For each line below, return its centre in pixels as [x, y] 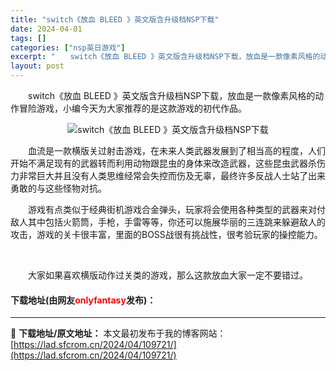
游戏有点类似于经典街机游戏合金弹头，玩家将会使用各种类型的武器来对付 [176, 209]
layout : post [37, 66]
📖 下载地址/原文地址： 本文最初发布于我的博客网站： [118, 333]
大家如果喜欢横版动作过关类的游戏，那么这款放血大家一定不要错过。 [167, 275]
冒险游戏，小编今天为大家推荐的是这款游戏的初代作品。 [132, 108]
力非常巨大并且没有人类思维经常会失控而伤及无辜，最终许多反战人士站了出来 [168, 175]
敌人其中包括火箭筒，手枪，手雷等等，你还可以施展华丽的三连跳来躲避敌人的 [168, 222]
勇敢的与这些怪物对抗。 [58, 188]
